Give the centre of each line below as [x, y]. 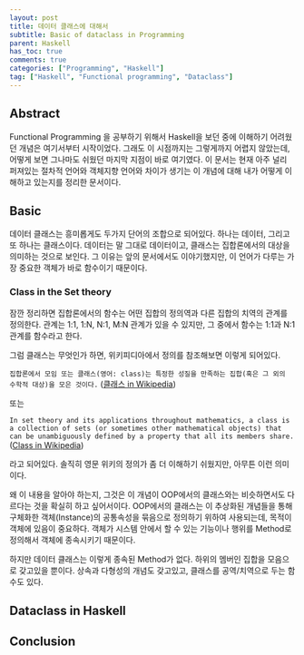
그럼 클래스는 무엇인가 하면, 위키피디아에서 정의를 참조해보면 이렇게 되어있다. [145, 355]
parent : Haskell [40, 43]
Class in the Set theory [60, 292]
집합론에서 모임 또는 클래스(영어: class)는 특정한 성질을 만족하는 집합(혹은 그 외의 [147, 374]
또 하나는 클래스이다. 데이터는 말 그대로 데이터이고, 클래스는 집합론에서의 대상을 [150, 245]
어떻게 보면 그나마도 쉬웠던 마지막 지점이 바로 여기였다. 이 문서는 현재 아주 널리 [148, 159]
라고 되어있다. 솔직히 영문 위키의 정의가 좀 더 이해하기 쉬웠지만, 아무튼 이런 [141, 464]
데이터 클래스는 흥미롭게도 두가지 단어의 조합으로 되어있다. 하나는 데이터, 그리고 [150, 234]
